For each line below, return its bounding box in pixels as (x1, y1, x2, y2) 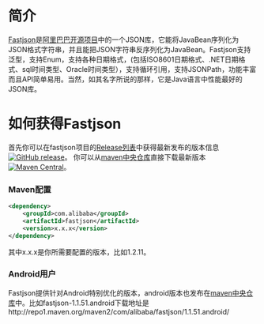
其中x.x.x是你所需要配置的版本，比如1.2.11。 (8, 247, 151, 257)
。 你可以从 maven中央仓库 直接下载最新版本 (64, 152, 206, 162)
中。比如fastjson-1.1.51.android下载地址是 (15, 298, 149, 307)
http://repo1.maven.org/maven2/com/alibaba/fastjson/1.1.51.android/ (8, 307, 230, 316)
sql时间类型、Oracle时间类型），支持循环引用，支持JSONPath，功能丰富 (21, 64, 257, 73)
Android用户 (8, 269, 57, 280)
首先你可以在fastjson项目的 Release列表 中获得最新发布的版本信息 (8, 142, 220, 152)
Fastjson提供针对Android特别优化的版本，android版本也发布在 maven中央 (8, 288, 247, 297)
